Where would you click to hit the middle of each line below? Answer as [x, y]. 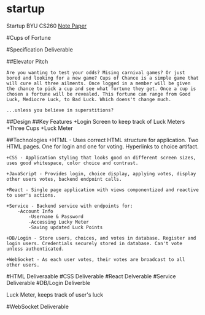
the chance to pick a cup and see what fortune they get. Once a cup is [101, 89]
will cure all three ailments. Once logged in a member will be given [99, 83]
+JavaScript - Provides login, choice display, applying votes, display [101, 173]
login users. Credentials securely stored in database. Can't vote [95, 243]
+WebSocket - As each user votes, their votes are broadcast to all [96, 259]
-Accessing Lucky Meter [59, 222]
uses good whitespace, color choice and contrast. [72, 163]
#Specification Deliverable [40, 49]
